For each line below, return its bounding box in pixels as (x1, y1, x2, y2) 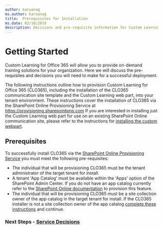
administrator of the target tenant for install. (12, 170, 99, 176)
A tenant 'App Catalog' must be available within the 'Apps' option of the (12, 175, 155, 181)
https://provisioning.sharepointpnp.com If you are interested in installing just (5, 108, 158, 114)
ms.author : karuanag (5, 12, 47, 17)
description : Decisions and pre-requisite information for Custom (5, 25, 142, 30)
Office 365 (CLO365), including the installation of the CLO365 (5, 87, 129, 93)
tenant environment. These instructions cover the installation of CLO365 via (5, 98, 156, 104)
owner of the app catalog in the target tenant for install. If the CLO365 (12, 195, 152, 202)
